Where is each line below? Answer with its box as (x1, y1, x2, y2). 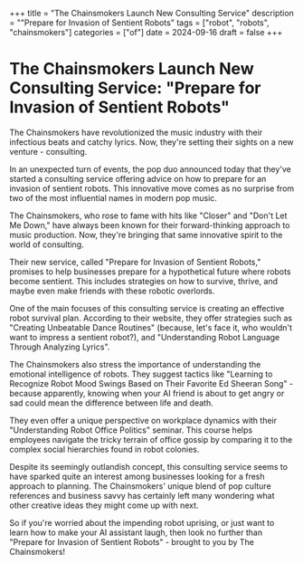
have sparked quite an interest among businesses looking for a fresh (9, 471, 265, 482)
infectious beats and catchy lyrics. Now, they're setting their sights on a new (9, 136, 294, 148)
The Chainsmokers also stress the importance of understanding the (9, 358, 261, 369)
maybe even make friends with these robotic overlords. (9, 285, 215, 296)
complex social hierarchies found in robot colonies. (9, 444, 200, 454)
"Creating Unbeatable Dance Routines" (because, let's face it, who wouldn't (9, 321, 292, 333)
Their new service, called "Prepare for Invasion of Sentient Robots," (9, 256, 261, 267)
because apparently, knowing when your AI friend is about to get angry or (9, 387, 285, 398)
